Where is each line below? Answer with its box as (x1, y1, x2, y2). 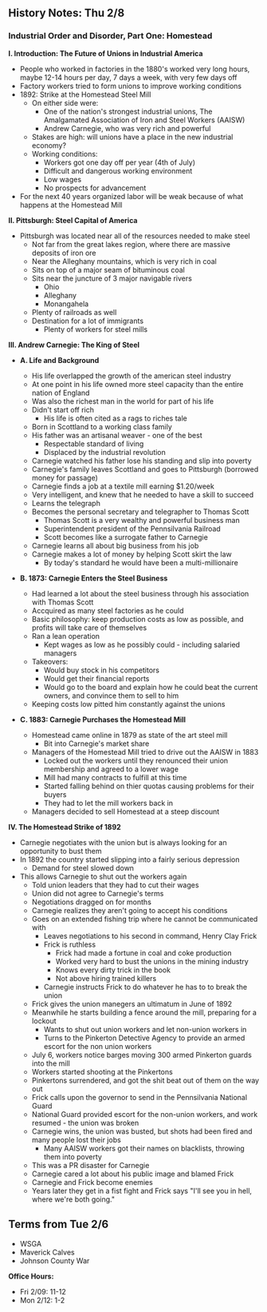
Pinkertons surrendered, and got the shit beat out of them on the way (31, 1075, 260, 1085)
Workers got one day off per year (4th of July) (43, 158, 196, 167)
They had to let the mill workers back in (43, 798, 174, 808)
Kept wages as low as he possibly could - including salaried (43, 640, 241, 649)
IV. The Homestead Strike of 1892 (8, 822, 121, 831)
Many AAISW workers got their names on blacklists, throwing (43, 1143, 245, 1153)
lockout (31, 1015, 57, 1026)
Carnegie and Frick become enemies (31, 1177, 153, 1186)
